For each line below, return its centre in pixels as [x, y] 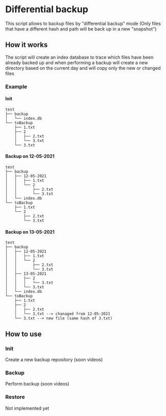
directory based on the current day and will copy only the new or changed [83, 68]
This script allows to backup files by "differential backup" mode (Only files [83, 23]
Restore [15, 397]
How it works [26, 45]
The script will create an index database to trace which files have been [79, 57]
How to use [23, 334]
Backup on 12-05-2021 [30, 156]
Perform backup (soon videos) [37, 384]
